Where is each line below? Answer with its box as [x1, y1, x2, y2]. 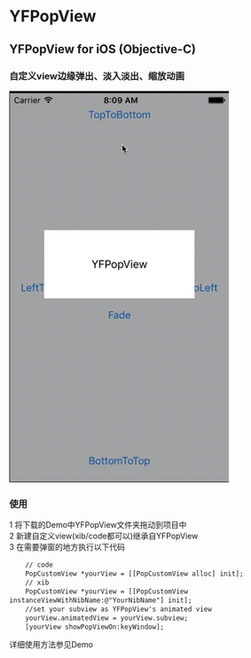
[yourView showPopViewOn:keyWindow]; [25, 623, 165, 631]
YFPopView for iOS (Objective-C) [9, 42, 197, 57]
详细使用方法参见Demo [9, 639, 93, 650]
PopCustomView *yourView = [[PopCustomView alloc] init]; [25, 569, 244, 578]
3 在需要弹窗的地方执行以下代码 [9, 542, 126, 552]
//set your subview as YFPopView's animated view [25, 605, 213, 614]
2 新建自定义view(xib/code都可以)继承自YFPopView [9, 530, 199, 542]
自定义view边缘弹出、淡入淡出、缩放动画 [9, 69, 184, 82]
